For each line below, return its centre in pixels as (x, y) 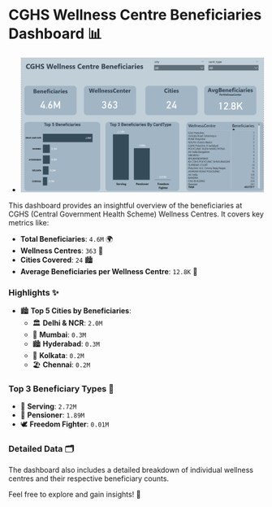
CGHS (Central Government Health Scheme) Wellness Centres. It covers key (136, 214)
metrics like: (29, 222)
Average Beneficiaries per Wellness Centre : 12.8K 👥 (109, 271)
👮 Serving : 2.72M (48, 406)
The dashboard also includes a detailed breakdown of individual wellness (131, 470)
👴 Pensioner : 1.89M (52, 415)
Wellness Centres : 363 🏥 (62, 251)
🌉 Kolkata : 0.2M (58, 356)
